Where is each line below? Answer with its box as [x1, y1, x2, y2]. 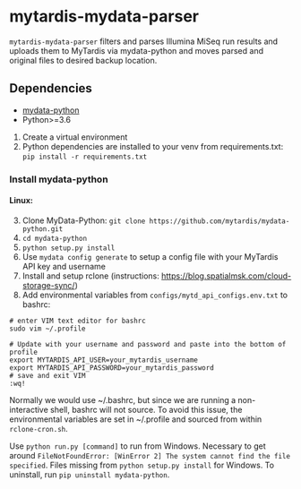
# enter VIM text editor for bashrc [9, 316, 146, 325]
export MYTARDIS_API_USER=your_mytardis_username [9, 356, 199, 365]
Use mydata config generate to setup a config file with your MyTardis [21, 251, 279, 262]
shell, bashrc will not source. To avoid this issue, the [50, 404, 243, 415]
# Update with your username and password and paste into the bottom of [9, 339, 287, 348]
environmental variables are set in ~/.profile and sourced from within [9, 414, 262, 425]
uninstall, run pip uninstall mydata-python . [9, 468, 170, 480]
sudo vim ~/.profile [9, 324, 87, 333]
